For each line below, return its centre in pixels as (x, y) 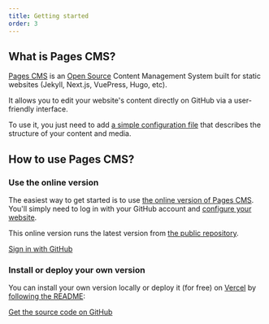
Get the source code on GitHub (61, 312)
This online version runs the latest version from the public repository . (124, 233)
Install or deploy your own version (77, 269)
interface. (52, 109)
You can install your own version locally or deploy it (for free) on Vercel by (132, 288)
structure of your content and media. (70, 134)
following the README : (47, 296)
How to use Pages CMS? (72, 159)
